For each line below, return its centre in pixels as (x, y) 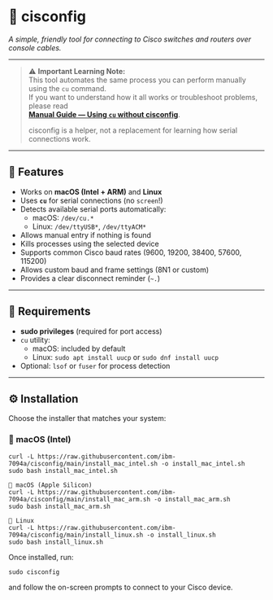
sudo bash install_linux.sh (56, 542)
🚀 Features (36, 172)
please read (48, 106)
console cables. (35, 47)
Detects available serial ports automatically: (93, 209)
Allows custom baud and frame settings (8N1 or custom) (115, 269)
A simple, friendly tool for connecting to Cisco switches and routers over (130, 39)
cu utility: (35, 339)
